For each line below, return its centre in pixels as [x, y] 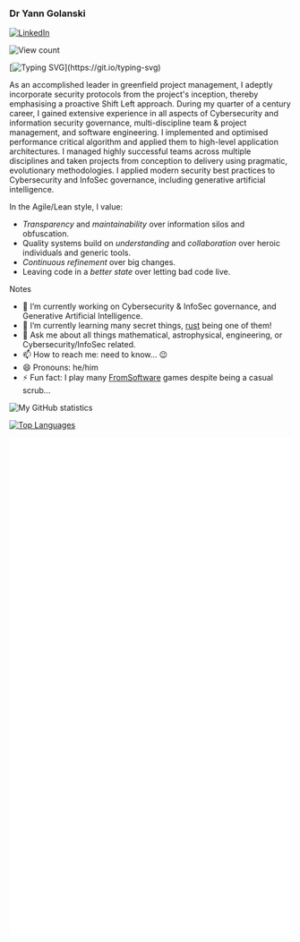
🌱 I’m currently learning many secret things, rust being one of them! [147, 326]
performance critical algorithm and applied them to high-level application [144, 142]
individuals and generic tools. [77, 253]
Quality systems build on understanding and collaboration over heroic [151, 244]
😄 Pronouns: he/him [60, 368]
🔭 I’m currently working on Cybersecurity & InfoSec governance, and [149, 306]
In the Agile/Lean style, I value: [66, 207]
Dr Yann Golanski [47, 13]
